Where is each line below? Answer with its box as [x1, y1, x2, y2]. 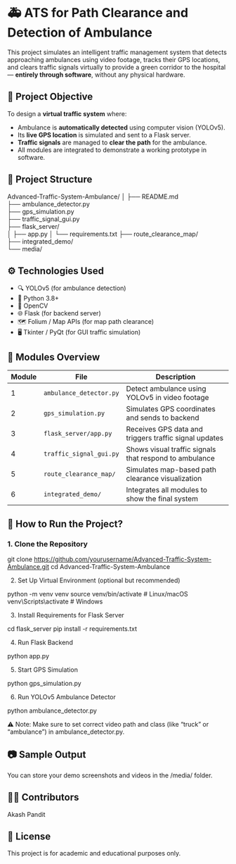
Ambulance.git [7, 562, 50, 570]
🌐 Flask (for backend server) [17, 309, 101, 318]
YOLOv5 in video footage [126, 393, 209, 403]
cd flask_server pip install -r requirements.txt [7, 624, 138, 633]
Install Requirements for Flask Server [17, 611, 124, 619]
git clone [7, 555, 33, 563]
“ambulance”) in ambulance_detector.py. [7, 727, 125, 736]
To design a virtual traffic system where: [7, 109, 127, 118]
